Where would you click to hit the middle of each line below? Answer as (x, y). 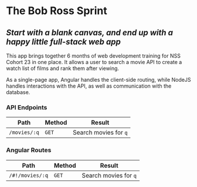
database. (18, 92)
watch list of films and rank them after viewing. (62, 68)
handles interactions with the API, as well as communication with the (89, 86)
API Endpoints (27, 107)
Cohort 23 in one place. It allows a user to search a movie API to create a (94, 62)
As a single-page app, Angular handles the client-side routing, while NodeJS (98, 80)
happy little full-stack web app (64, 41)
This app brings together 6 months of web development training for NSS (93, 56)
